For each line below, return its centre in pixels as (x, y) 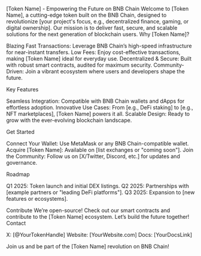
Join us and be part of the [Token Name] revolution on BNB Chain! (88, 246)
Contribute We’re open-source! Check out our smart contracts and (88, 210)
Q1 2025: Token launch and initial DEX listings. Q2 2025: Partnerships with (98, 186)
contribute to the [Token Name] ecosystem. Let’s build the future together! (98, 217)
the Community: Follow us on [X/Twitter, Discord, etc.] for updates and (93, 156)
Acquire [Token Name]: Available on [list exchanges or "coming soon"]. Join (100, 150)
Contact (16, 223)
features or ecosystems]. (37, 199)
